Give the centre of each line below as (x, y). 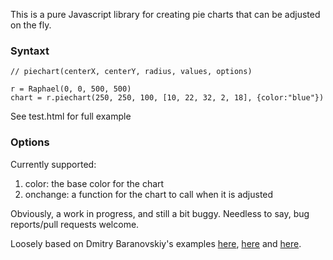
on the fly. (31, 25)
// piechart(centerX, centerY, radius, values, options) (131, 72)
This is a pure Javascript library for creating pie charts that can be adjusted (165, 14)
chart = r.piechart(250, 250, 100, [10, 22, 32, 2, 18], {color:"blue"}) (167, 98)
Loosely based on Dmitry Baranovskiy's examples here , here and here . (156, 243)
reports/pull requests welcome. (75, 224)
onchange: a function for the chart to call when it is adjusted (149, 194)
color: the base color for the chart (94, 183)
